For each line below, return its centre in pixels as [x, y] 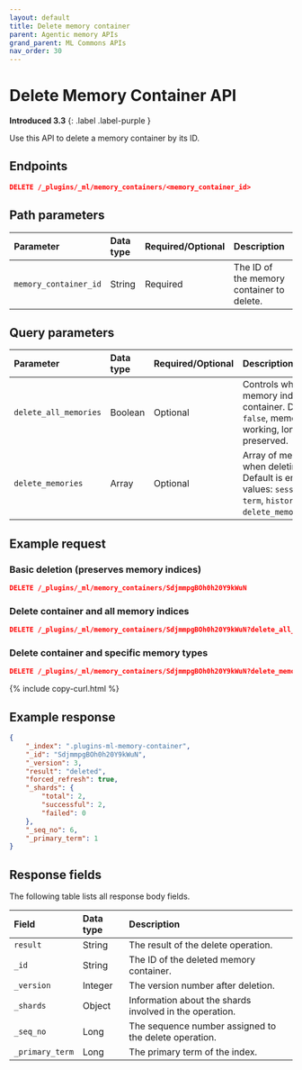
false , [255, 418]
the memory [259, 278]
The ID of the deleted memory [192, 960]
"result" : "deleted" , [66, 771]
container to [259, 289]
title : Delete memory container [70, 26]
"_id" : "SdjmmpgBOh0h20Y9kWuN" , [86, 754]
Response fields [55, 875]
